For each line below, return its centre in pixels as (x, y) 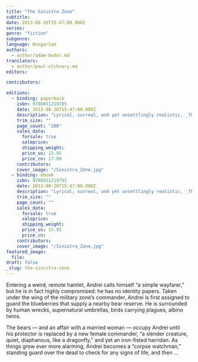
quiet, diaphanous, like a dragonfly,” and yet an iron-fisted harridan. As (92, 340)
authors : (17, 50)
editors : (17, 72)
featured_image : (26, 252)
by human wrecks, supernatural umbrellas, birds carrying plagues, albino (95, 310)
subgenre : (18, 39)
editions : (18, 93)
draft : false (22, 263)
